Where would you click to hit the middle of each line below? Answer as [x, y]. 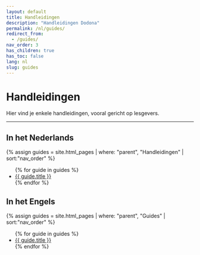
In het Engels [31, 202]
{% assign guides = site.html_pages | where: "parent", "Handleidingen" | [95, 152]
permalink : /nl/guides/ [36, 28]
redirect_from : [25, 34]
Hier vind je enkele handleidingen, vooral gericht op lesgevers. [83, 113]
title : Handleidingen [33, 17]
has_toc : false [25, 56]
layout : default [26, 12]
